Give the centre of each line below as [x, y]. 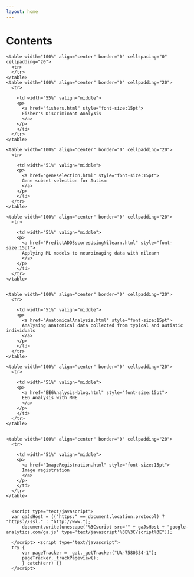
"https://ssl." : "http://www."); [49, 521]
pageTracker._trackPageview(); [60, 558]
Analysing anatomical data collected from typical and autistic [102, 325]
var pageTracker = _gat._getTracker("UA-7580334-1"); [89, 553]
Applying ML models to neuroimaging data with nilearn [91, 253]
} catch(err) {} [42, 563]
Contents [29, 40]
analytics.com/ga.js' [33, 532]
